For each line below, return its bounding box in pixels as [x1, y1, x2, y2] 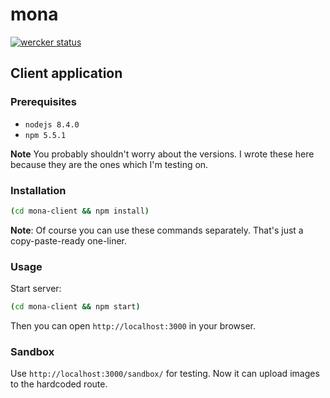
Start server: [10, 283, 62, 295]
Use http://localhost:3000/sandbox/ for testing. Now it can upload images [10, 368, 320, 380]
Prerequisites [10, 95, 77, 109]
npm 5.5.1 [24, 130, 67, 140]
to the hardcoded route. [10, 378, 108, 390]
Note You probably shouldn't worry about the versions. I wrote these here [10, 148, 315, 160]
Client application [10, 65, 123, 82]
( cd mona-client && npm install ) [10, 206, 150, 216]
